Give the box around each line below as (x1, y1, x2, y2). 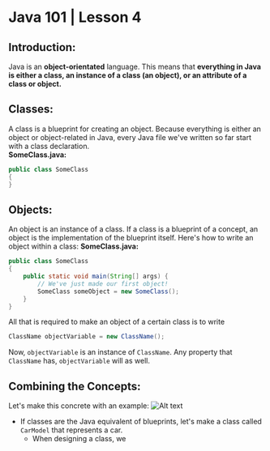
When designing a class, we (32, 434, 126, 444)
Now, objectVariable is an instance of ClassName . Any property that (8, 347, 233, 357)
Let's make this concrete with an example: (8, 401, 150, 411)
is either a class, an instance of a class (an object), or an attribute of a (8, 70, 247, 80)
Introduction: (8, 40, 76, 54)
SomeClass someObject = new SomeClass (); (37, 287, 180, 296)
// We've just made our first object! (37, 279, 169, 287)
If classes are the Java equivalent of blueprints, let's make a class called (19, 417, 262, 427)
